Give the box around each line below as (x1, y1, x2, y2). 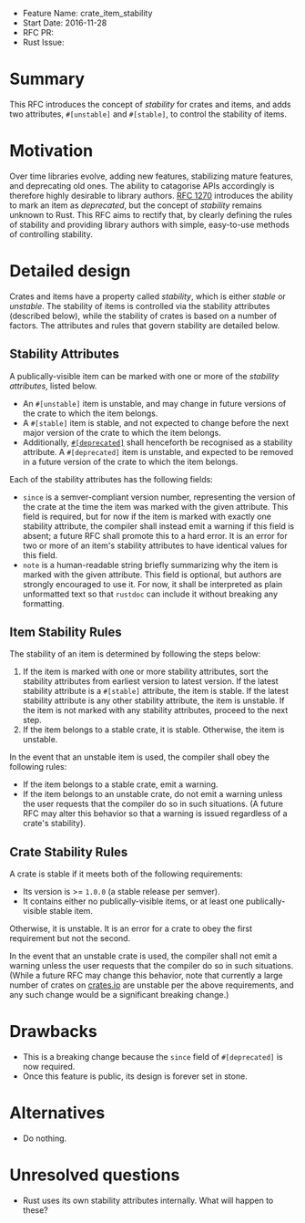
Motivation (9, 140, 94, 161)
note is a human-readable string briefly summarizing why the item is (22, 559, 279, 570)
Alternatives (9, 1103, 106, 1124)
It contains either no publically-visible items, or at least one (22, 896, 244, 907)
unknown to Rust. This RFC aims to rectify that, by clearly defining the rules (9, 209, 293, 220)
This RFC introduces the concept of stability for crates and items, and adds (9, 98, 291, 109)
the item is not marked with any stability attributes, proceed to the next (22, 705, 289, 716)
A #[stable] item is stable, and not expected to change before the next (22, 417, 290, 428)
